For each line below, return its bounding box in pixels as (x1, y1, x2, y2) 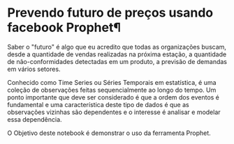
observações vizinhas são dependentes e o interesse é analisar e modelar (7, 108, 221, 116)
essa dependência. (7, 115, 62, 123)
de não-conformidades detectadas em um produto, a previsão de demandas (7, 57, 227, 65)
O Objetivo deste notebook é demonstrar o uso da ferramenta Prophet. (7, 129, 211, 137)
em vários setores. (7, 65, 61, 73)
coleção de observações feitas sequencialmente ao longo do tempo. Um (7, 86, 217, 94)
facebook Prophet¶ (7, 19, 121, 35)
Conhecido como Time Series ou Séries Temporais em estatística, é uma (7, 78, 217, 86)
